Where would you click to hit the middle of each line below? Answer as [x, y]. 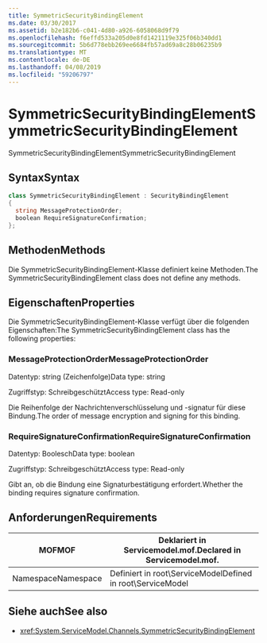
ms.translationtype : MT [48, 52]
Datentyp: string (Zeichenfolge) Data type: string [87, 376]
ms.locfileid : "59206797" [51, 75]
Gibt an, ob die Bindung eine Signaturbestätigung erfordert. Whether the [126, 484]
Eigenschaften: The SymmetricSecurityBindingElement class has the [119, 330]
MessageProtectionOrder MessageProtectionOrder [108, 360]
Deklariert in [182, 540]
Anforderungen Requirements [83, 518]
